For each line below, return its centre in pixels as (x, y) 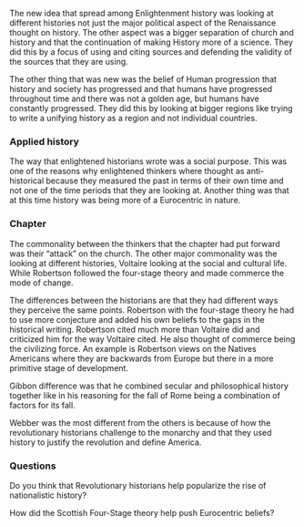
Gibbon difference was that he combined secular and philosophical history (149, 386)
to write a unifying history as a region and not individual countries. (133, 118)
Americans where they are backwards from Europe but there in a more (142, 358)
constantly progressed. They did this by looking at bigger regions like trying (151, 108)
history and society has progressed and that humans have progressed (141, 89)
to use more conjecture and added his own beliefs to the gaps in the (137, 319)
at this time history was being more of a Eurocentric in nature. (125, 201)
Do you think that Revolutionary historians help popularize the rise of (138, 485)
